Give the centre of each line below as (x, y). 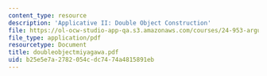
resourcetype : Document (48, 45)
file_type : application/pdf (55, 38)
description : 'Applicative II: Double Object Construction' (110, 23)
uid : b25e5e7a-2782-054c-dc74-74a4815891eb (81, 60)
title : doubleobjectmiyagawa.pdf (64, 52)
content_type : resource (48, 15)
